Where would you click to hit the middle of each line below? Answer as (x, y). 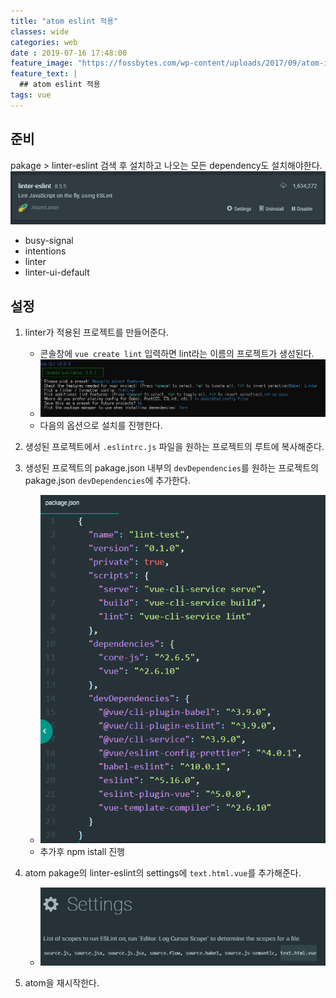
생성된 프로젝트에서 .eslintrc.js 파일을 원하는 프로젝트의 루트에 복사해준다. (174, 446)
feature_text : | (44, 74)
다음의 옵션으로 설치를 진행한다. (101, 425)
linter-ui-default (57, 272)
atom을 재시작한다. (62, 982)
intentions (45, 251)
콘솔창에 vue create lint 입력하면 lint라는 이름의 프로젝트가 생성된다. (177, 354)
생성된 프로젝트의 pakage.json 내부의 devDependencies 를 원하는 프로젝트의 (171, 467)
